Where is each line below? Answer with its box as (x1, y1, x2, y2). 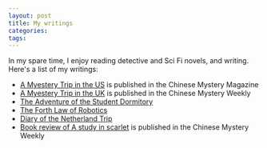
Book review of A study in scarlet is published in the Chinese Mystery (19, 122, 249, 132)
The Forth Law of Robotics (19, 106, 108, 115)
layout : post (8, 11, 52, 20)
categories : (8, 26, 48, 34)
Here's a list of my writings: (8, 65, 98, 74)
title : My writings (8, 19, 74, 27)
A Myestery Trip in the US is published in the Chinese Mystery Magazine (19, 80, 259, 90)
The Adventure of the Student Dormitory (19, 97, 153, 106)
